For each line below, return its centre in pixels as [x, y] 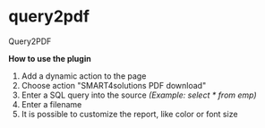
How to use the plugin [50, 58]
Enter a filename [51, 104]
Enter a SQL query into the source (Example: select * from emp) [139, 95]
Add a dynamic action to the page [84, 76]
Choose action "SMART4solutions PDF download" [114, 85]
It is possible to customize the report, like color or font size [129, 114]
